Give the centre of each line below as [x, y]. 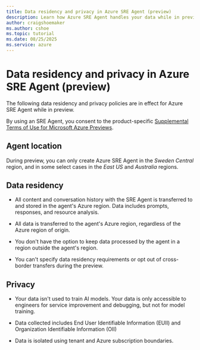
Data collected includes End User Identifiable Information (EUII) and [98, 323]
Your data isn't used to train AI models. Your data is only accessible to [100, 299]
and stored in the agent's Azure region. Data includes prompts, [92, 206]
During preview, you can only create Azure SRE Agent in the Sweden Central [100, 160]
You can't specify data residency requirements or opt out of [88, 260]
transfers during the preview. [68, 266]
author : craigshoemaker [36, 23]
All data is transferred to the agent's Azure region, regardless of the [98, 224]
